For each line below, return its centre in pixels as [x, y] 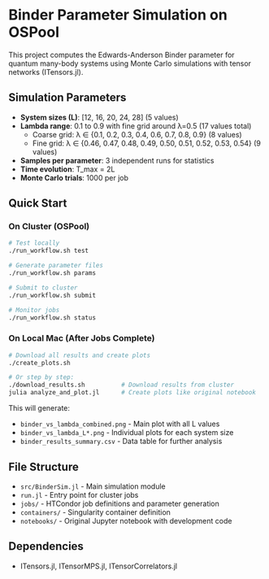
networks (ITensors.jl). [46, 72]
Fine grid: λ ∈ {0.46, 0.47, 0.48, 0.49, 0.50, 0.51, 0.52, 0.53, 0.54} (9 [147, 143]
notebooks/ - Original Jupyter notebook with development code [126, 520]
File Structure [43, 466]
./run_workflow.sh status [52, 318]
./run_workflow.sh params [52, 273]
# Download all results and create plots [80, 355]
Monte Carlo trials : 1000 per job [74, 177]
